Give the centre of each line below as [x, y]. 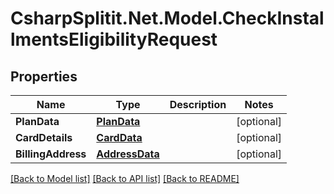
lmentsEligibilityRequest [114, 39]
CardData [119, 137]
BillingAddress [51, 154]
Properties [44, 76]
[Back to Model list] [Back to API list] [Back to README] [125, 178]
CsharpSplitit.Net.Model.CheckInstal [167, 18]
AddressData [128, 154]
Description [198, 104]
